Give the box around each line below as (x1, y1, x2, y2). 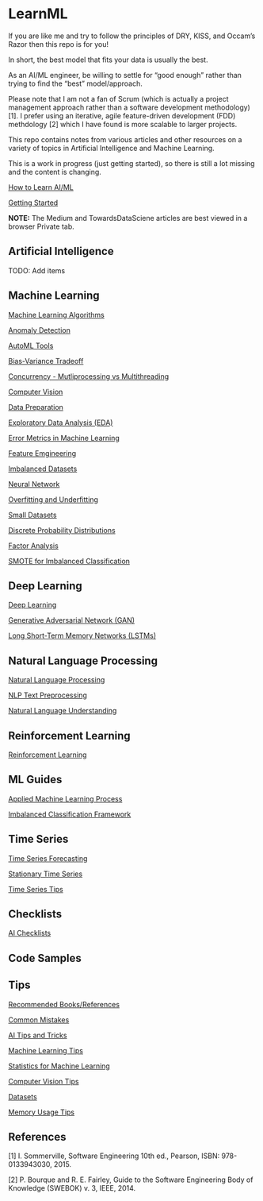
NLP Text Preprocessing (8, 690, 87, 700)
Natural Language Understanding (8, 706, 117, 716)
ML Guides (8, 773, 63, 786)
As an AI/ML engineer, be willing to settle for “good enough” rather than (8, 70, 242, 79)
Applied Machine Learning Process (8, 794, 123, 803)
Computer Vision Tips (8, 1076, 79, 1086)
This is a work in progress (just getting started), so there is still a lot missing (8, 158, 255, 168)
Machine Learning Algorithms (8, 310, 105, 319)
